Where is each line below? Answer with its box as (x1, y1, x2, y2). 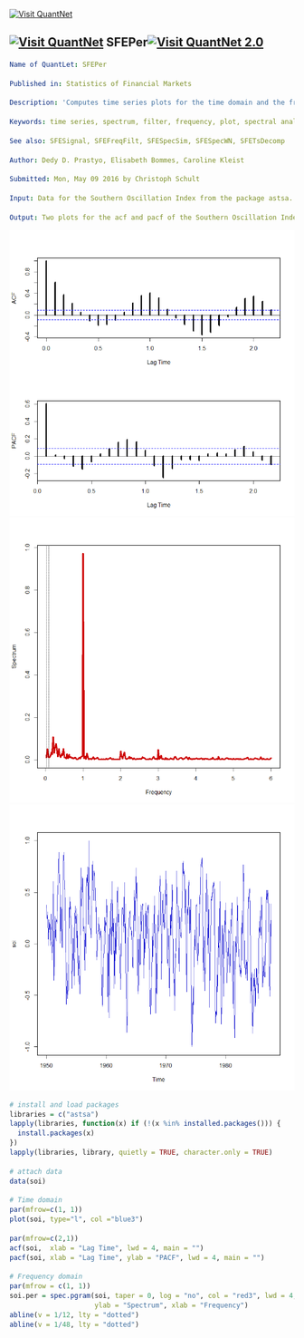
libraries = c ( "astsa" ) (9, 1110, 100, 1119)
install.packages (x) (17, 1129, 95, 1138)
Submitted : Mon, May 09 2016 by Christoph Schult (9, 175, 201, 184)
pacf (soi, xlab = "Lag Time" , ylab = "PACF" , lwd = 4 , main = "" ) (9, 1253, 265, 1262)
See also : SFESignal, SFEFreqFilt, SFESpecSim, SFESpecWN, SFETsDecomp (9, 136, 285, 145)
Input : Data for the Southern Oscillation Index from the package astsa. (9, 194, 294, 203)
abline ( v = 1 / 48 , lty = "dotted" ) (9, 1320, 140, 1329)
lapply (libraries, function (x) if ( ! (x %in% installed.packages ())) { (9, 1120, 281, 1129)
